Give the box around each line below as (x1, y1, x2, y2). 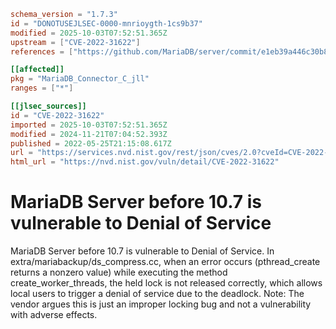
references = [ (10, 46, 74, 57)
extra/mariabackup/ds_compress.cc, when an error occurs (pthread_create (10, 256, 321, 268)
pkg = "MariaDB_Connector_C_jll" (10, 74, 150, 84)
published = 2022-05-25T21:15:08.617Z (10, 138, 172, 149)
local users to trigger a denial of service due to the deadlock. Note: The (10, 288, 305, 300)
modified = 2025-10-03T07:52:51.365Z (10, 28, 168, 38)
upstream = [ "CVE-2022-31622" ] (10, 37, 141, 47)
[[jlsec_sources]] (10, 101, 87, 111)
